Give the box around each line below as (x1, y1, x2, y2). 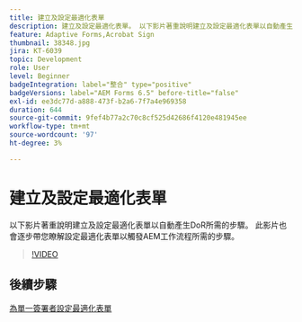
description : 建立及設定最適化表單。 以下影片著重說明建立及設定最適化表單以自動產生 (9, 22, 294, 31)
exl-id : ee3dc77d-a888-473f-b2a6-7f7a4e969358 (9, 96, 187, 106)
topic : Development (9, 55, 83, 64)
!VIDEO (31, 248, 58, 259)
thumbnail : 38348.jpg (9, 38, 91, 48)
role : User (9, 64, 50, 73)
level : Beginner (9, 72, 70, 81)
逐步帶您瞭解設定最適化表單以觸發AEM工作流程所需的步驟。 (16, 230, 240, 241)
